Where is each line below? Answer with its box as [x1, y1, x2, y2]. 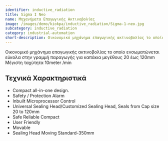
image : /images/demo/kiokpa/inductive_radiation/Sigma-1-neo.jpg [5, 21, 144, 26]
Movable [12, 124, 31, 130]
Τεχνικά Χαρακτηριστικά [5, 74, 86, 82]
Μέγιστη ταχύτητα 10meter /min [5, 59, 71, 65]
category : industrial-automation [5, 30, 75, 35]
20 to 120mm [12, 108, 40, 114]
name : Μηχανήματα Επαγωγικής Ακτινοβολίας [5, 16, 95, 21]
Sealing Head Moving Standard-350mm [12, 129, 94, 135]
